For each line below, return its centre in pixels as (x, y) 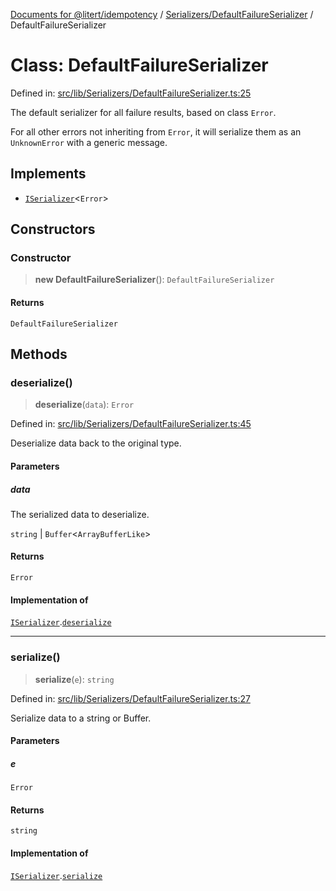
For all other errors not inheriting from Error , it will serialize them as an (156, 131)
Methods (39, 354)
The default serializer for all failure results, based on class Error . (143, 112)
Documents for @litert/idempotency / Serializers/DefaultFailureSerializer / (162, 14)
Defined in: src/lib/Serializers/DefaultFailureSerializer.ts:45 (131, 424)
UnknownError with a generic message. (89, 142)
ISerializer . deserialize (61, 622)
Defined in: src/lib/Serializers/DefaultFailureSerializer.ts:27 (130, 698)
